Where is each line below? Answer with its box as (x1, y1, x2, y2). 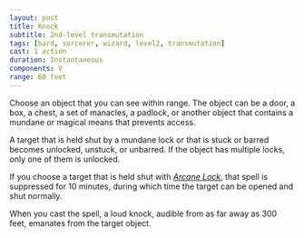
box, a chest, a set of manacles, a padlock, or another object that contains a (9, 106, 294, 118)
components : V (9, 64, 64, 74)
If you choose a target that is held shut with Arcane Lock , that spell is (9, 171, 269, 182)
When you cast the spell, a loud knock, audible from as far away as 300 (9, 208, 278, 219)
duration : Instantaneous (9, 55, 103, 64)
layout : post (9, 13, 59, 23)
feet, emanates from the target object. (9, 217, 152, 228)
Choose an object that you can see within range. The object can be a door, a (9, 97, 296, 108)
